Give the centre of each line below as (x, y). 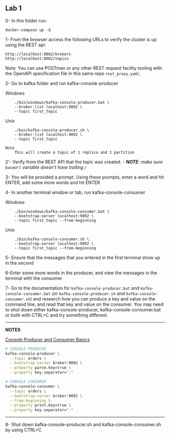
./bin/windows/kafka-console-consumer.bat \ (62, 211)
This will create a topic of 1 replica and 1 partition (75, 152)
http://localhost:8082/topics (37, 59)
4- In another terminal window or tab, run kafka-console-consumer (75, 192)
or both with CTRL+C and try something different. (57, 315)
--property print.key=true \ (40, 405)
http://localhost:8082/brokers (38, 54)
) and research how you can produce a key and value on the (93, 299)
